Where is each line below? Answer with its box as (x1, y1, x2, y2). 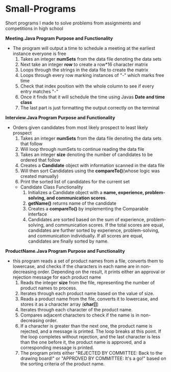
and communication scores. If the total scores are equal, (45, 222, 164, 228)
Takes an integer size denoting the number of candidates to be (20, 151, 153, 157)
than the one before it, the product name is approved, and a (20, 339, 146, 345)
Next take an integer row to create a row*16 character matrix (20, 61, 148, 67)
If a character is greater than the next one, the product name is (20, 323, 153, 329)
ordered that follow (20, 156, 61, 163)
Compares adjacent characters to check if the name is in (20, 312, 139, 318)
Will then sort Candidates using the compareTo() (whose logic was (20, 168, 160, 174)
